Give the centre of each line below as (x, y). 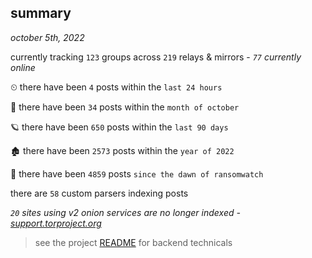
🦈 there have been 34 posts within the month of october (125, 107)
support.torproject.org (56, 223)
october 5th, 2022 (47, 37)
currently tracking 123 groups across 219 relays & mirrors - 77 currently (156, 57)
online (23, 67)
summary (41, 13)
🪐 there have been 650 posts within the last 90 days (119, 127)
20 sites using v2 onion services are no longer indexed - (125, 212)
